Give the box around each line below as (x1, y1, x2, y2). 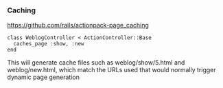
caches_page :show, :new (13, 41, 84, 47)
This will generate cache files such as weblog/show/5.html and (7, 58, 185, 67)
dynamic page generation (7, 73, 80, 81)
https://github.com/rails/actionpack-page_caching (7, 21, 150, 30)
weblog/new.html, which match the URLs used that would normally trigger (7, 66, 216, 74)
